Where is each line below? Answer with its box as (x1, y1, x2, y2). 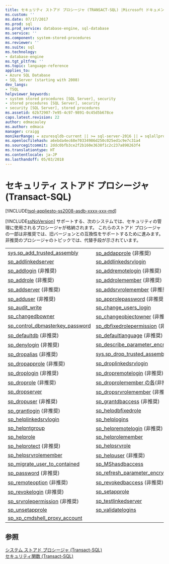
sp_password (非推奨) (8, 469, 60, 477)
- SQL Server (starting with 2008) (5, 77, 80, 82)
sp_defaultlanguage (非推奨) (95, 332, 163, 339)
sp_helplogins (95, 416, 129, 423)
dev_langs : (5, 82, 28, 87)
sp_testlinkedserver (95, 497, 142, 504)
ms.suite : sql (5, 45, 35, 50)
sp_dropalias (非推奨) (8, 350, 58, 357)
